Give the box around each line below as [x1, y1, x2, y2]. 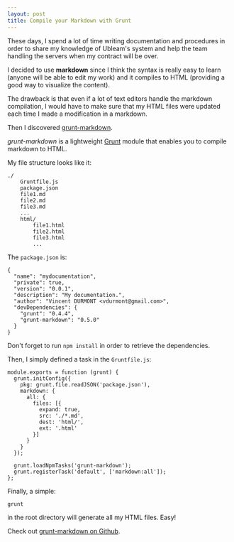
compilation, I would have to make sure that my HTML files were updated [7, 102, 221, 110]
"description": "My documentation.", [13, 291, 126, 298]
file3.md [20, 203, 46, 210]
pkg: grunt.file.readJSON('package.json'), [20, 381, 151, 388]
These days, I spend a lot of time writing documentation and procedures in [7, 36, 225, 45]
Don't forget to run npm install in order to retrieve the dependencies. [7, 341, 211, 349]
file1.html [33, 222, 65, 229]
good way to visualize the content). [7, 80, 110, 89]
